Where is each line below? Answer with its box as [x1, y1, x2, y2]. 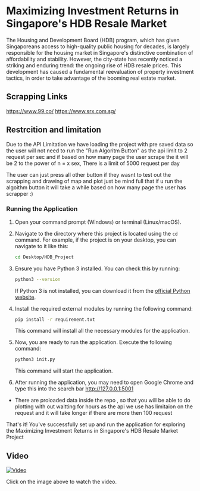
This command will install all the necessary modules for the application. [14, 327, 190, 334]
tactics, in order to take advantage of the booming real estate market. [6, 74, 177, 82]
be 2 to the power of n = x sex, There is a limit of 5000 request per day [6, 160, 180, 167]
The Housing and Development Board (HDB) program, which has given [6, 36, 180, 43]
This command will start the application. [14, 367, 113, 374]
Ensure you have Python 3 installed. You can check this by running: [14, 265, 180, 272]
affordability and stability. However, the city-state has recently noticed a [6, 55, 183, 62]
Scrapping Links [6, 92, 68, 102]
